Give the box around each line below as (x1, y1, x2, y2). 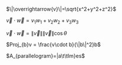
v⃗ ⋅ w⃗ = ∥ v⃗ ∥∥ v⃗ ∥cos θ (6, 29, 67, 36)
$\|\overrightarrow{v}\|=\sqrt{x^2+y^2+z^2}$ (6, 6, 117, 12)
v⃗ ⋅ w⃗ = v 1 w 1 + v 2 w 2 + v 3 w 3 (6, 17, 79, 25)
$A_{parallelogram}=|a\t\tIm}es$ (6, 52, 85, 59)
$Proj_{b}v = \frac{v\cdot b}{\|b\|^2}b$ (6, 41, 101, 48)
